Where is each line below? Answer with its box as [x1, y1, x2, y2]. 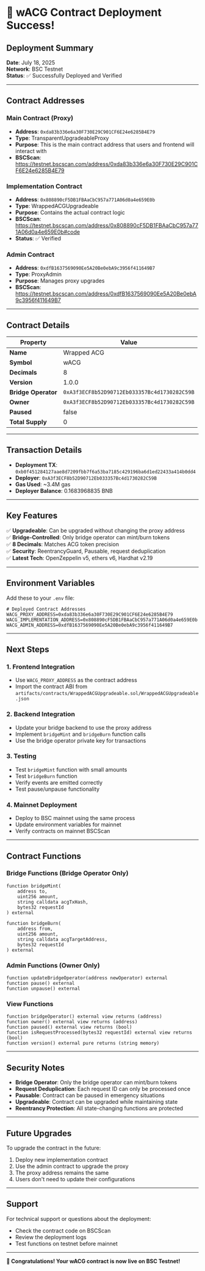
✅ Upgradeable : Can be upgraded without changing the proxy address [6, 527, 185, 534]
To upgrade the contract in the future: [6, 1144, 101, 1152]
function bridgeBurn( [6, 920, 62, 926]
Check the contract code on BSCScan [15, 1226, 111, 1234]
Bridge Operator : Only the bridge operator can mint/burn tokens [15, 1079, 178, 1086]
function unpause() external [6, 985, 81, 992]
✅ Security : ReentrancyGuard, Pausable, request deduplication [6, 547, 166, 555]
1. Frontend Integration [6, 662, 75, 671]
